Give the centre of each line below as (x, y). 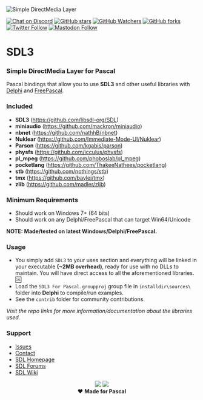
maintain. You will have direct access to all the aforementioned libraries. (105, 273)
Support (19, 333)
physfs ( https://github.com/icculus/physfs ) (69, 152)
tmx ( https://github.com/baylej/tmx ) (60, 178)
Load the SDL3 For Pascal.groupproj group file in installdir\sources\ (103, 286)
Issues (23, 347)
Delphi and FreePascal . (35, 90)
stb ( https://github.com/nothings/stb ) (62, 171)
